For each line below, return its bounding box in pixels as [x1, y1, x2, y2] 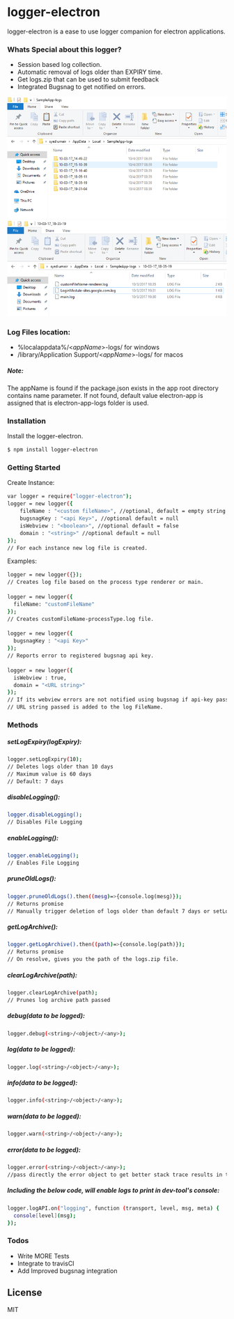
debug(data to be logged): [7, 1012, 86, 1020]
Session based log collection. [17, 61, 102, 69]
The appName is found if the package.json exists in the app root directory [7, 384, 219, 392]
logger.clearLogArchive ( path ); [7, 989, 98, 996]
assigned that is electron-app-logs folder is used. [7, 399, 149, 407]
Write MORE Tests [17, 1251, 70, 1260]
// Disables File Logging [7, 819, 82, 826]
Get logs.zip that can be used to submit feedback [17, 75, 159, 84]
